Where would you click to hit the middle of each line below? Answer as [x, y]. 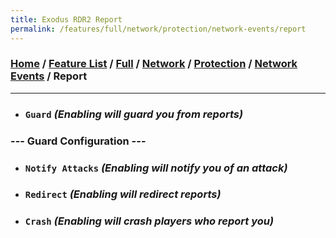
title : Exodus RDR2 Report [66, 19]
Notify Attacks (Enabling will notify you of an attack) [156, 168]
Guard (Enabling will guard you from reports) [134, 114]
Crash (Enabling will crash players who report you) [149, 221]
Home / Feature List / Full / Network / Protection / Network [154, 64]
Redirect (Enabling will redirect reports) [123, 194]
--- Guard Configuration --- [78, 141]
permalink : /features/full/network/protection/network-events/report [158, 29]
